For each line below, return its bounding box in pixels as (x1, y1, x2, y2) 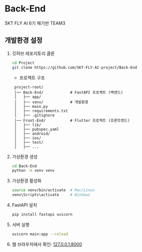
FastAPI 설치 (11, 202, 37, 208)
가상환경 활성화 (11, 178, 42, 184)
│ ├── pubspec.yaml (14, 127, 59, 132)
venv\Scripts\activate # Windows (11, 193, 91, 198)
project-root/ (14, 84, 44, 90)
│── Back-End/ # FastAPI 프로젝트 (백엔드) (14, 90, 123, 95)
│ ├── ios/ (14, 135, 41, 140)
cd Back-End (11, 163, 37, 169)
